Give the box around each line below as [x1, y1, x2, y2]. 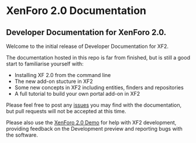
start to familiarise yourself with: [6, 60, 84, 67]
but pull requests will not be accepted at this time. [6, 108, 126, 114]
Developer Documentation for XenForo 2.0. [6, 27, 167, 37]
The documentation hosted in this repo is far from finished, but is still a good [6, 54, 190, 61]
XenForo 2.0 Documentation [6, 4, 147, 18]
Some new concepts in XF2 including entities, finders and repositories [14, 84, 184, 91]
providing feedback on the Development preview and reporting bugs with [6, 125, 183, 132]
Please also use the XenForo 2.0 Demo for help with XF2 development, [6, 119, 177, 126]
